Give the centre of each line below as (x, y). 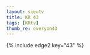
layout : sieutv (25, 12)
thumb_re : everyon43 (32, 28)
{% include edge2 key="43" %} (45, 45)
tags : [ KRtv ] (22, 23)
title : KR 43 (22, 17)
